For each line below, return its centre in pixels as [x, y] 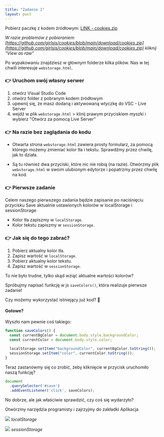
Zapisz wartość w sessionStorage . [47, 266]
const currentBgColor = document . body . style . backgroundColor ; [74, 335]
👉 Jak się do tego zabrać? [37, 238]
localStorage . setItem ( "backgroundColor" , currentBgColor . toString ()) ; [83, 349]
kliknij [151, 48]
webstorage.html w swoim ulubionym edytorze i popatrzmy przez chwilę [85, 169]
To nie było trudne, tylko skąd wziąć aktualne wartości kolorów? [69, 275]
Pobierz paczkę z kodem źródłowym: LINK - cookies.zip [61, 28]
